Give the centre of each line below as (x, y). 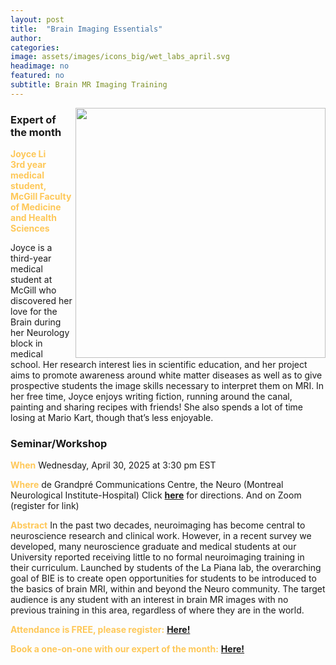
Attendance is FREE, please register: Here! (100, 630)
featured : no (37, 76)
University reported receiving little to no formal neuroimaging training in (157, 557)
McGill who (33, 290)
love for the (34, 312)
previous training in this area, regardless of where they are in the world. (157, 610)
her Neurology (40, 333)
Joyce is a (31, 248)
